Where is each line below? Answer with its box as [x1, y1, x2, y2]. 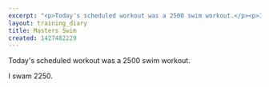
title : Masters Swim [8, 26, 78, 34]
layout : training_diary [8, 19, 88, 27]
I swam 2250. [8, 71, 54, 81]
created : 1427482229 [8, 34, 78, 42]
